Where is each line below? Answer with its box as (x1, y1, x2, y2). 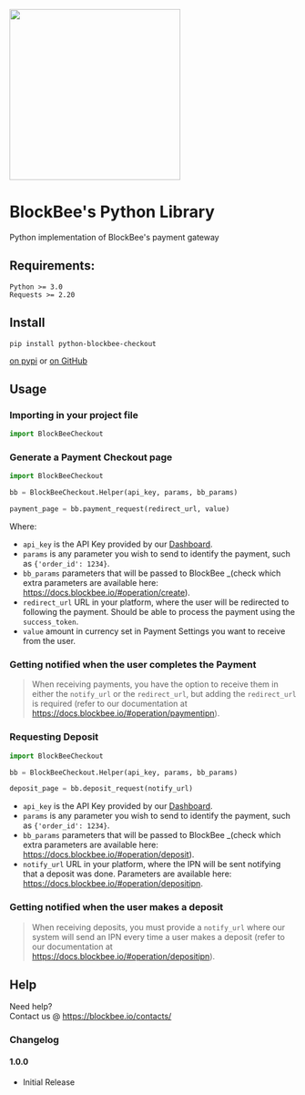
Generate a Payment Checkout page (9, 451, 173, 464)
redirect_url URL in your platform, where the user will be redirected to (22, 597, 290, 608)
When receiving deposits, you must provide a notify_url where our (31, 921, 285, 933)
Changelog (9, 1034, 59, 1047)
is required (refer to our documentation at (31, 698, 188, 710)
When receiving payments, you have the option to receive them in (31, 679, 280, 690)
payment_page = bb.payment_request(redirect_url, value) (9, 505, 230, 514)
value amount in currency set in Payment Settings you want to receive (22, 626, 286, 637)
